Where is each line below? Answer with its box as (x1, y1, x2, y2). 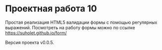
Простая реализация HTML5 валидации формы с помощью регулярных (5, 19, 158, 25)
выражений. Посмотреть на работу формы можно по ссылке (5, 24, 135, 30)
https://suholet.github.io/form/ (5, 30, 67, 36)
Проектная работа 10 (5, 3, 97, 14)
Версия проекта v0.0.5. (5, 39, 54, 45)
